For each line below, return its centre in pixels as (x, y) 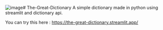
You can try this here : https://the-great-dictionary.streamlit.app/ (72, 22)
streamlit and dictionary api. (34, 13)
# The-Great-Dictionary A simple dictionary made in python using (91, 8)
